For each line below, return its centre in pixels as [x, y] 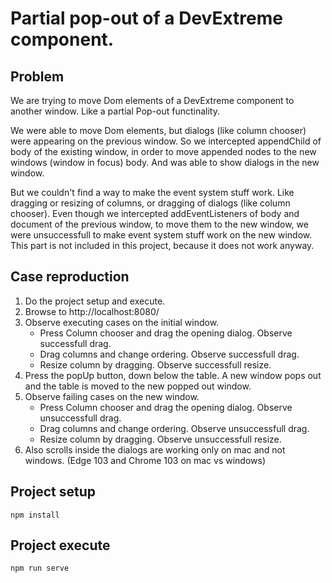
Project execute [60, 545]
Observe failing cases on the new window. [112, 396]
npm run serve [40, 568]
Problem [37, 76]
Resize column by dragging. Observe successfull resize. [155, 364]
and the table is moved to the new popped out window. [138, 386]
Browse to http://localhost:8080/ [92, 311]
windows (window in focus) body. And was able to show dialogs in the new [165, 162]
